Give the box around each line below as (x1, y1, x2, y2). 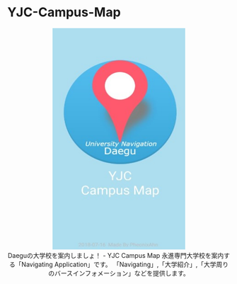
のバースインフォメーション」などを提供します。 (48, 268, 190, 277)
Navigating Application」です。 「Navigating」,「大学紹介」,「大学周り (21, 260, 229, 268)
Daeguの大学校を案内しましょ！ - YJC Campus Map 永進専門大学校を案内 (7, 251, 224, 259)
